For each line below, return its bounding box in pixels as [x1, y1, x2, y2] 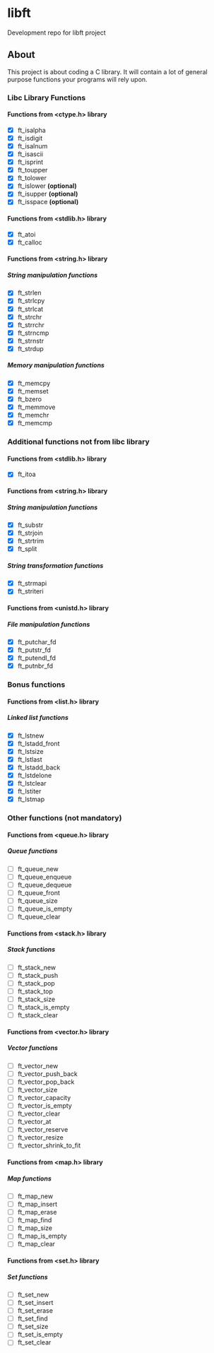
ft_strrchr [17, 320, 44, 329]
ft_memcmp [17, 419, 53, 427]
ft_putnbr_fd [17, 662, 54, 670]
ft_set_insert [17, 1298, 54, 1306]
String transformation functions [7, 561, 104, 569]
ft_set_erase [17, 1306, 53, 1315]
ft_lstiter [17, 787, 42, 796]
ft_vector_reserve [17, 1125, 69, 1134]
